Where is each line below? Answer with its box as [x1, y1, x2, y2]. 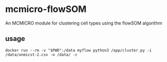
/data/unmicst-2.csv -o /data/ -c [5, 52, 78, 57]
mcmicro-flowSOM [5, 3, 87, 15]
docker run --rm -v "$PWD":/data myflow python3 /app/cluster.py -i [5, 47, 152, 53]
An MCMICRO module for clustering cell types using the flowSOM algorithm [5, 20, 162, 26]
